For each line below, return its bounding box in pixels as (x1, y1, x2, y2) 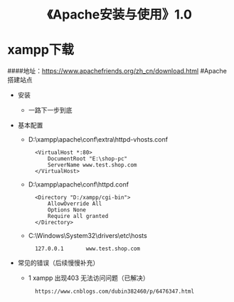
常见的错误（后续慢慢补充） (17, 259, 100, 267)
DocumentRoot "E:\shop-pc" (47, 155, 128, 162)
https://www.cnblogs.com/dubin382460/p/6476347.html (34, 288, 194, 296)
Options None (47, 207, 87, 214)
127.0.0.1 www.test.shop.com (34, 245, 141, 253)
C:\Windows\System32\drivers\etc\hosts (28, 231, 147, 240)
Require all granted (47, 213, 109, 220)
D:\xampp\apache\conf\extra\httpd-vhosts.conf (28, 135, 169, 144)
